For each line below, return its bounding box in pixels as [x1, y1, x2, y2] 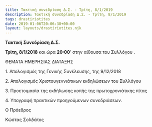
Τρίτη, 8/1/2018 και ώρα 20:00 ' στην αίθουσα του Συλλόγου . [5, 49, 135, 55]
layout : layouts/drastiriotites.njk [5, 26, 81, 31]
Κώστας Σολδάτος [5, 117, 44, 123]
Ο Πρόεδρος [5, 107, 31, 113]
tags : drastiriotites [5, 16, 50, 21]
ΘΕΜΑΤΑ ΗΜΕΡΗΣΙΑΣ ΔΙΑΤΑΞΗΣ [5, 59, 73, 65]
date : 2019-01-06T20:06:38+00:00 [5, 21, 75, 26]
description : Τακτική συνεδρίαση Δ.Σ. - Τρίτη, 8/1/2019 [5, 12, 126, 17]
